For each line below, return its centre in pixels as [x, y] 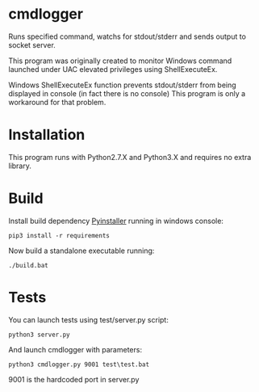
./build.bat [28, 265]
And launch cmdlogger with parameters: [75, 349]
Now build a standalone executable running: [81, 251]
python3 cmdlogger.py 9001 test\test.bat [79, 365]
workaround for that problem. [57, 102]
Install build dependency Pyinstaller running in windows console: [116, 221]
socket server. [32, 44]
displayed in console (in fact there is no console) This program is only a [127, 93]
